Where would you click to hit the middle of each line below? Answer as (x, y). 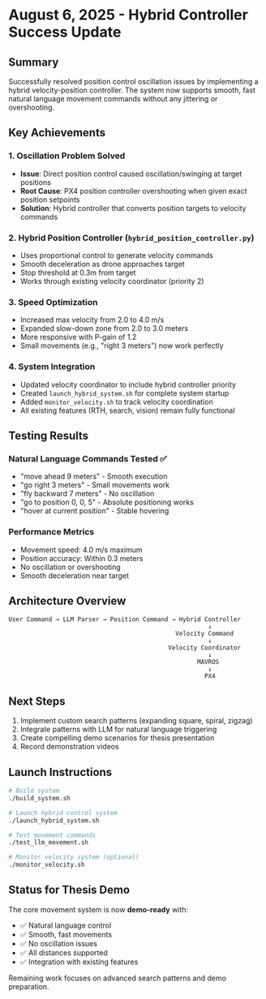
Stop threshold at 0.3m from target (78, 272)
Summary (34, 62)
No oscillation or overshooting (71, 567)
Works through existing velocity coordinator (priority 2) (112, 281)
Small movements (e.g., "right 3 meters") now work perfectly (122, 345)
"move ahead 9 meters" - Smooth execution (94, 477)
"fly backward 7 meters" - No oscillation (87, 494)
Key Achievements (57, 133)
